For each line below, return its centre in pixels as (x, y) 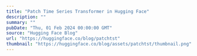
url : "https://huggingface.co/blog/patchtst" (63, 38)
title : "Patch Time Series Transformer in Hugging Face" (78, 11)
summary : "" (21, 22)
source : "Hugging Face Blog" (42, 33)
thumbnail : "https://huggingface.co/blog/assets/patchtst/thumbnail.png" (99, 44)
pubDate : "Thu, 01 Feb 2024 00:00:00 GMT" (59, 28)
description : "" (26, 17)
